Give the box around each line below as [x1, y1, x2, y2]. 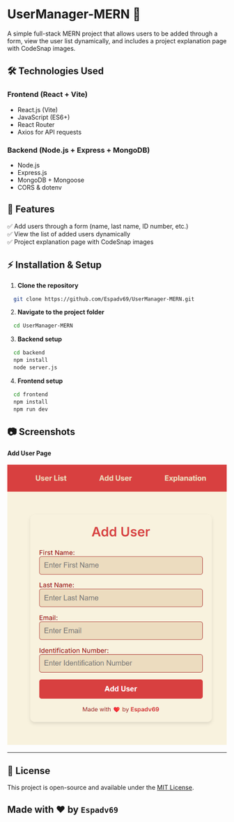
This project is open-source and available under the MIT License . [7, 784, 194, 792]
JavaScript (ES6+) [17, 113, 70, 121]
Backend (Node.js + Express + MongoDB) [7, 145, 150, 155]
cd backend [13, 349, 45, 356]
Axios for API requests [17, 128, 82, 136]
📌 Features [7, 204, 55, 215]
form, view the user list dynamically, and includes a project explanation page [7, 36, 227, 45]
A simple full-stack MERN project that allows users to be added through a [7, 29, 218, 38]
